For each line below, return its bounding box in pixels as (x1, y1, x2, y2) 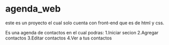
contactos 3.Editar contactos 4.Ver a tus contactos (5, 35, 112, 41)
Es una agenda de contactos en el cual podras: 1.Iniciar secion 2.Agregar (5, 29, 159, 35)
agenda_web (5, 3, 61, 15)
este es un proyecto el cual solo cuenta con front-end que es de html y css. (5, 20, 164, 26)
